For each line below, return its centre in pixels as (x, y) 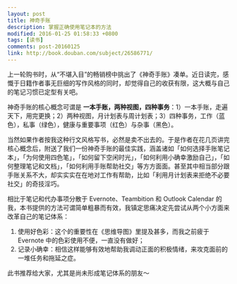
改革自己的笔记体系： (38, 216)
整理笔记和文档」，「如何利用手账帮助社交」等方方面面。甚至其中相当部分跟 (121, 166)
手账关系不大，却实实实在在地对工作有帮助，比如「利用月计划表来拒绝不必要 (119, 174)
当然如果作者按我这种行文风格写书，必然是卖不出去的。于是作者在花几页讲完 (119, 139)
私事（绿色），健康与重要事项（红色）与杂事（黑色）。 (100, 124)
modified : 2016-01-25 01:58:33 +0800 (63, 34)
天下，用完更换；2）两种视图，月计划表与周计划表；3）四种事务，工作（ (113, 116)
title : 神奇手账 (29, 20)
